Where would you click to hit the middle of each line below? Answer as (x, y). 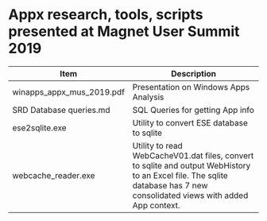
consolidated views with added (190, 195)
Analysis (148, 97)
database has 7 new (170, 185)
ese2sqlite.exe (39, 127)
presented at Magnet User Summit (124, 31)
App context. (156, 205)
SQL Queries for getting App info (193, 110)
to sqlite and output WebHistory (192, 165)
